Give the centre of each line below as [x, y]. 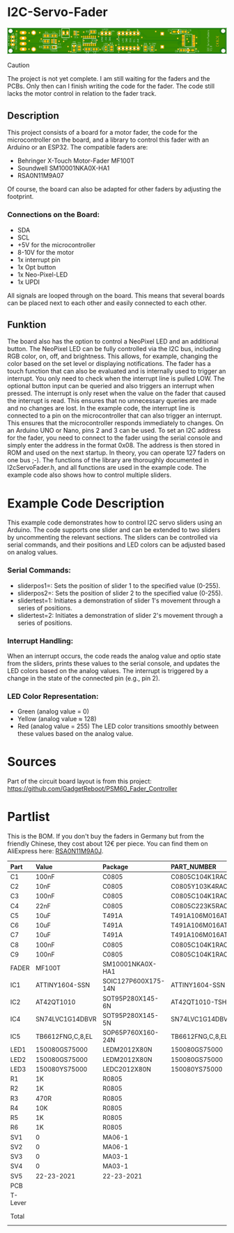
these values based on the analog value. [75, 734]
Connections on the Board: [54, 215]
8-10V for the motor [46, 252]
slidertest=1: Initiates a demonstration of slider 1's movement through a [119, 600]
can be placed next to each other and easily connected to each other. [107, 303]
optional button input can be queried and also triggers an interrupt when [111, 386]
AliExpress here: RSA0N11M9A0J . [55, 851]
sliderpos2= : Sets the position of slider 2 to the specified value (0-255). [120, 593]
